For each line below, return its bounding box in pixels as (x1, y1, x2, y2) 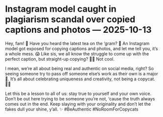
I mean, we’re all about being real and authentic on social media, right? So (5, 65, 154, 71)
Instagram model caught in (5, 3, 116, 15)
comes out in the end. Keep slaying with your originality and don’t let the (5, 101, 151, 107)
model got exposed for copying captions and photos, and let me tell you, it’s (5, 46, 158, 51)
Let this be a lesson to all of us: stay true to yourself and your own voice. (5, 91, 152, 96)
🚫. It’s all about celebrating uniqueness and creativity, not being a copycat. (5, 76, 156, 82)
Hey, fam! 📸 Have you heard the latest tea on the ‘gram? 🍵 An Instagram (5, 40, 150, 46)
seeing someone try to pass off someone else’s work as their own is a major (5, 70, 158, 76)
